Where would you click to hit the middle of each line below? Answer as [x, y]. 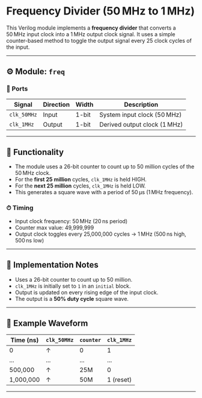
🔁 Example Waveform [47, 323]
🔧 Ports [17, 89]
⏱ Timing [20, 208]
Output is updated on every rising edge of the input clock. [87, 292]
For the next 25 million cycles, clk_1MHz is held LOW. [80, 186]
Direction [57, 104]
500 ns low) [29, 240]
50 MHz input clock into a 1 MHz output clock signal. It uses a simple [91, 34]
